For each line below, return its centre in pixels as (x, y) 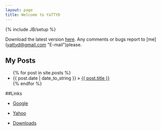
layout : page (19, 10)
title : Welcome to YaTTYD (33, 15)
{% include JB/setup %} (31, 29)
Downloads (24, 123)
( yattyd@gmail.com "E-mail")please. (44, 44)
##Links (14, 94)
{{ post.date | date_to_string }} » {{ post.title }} (61, 78)
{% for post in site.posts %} (42, 73)
